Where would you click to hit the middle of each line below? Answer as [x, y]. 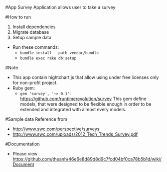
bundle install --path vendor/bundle [59, 53]
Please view [25, 154]
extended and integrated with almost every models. [73, 109]
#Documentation [23, 144]
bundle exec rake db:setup [48, 58]
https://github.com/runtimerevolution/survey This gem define [83, 99]
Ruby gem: [24, 88]
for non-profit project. [35, 83]
